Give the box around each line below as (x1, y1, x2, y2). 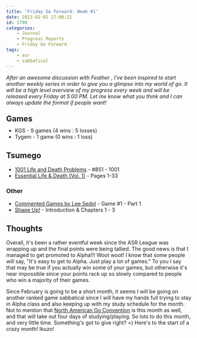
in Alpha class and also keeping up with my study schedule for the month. (6, 300, 185, 307)
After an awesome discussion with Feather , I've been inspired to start (6, 74, 176, 81)
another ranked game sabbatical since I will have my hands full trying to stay (6, 295, 192, 302)
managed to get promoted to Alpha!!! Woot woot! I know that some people (6, 252, 185, 259)
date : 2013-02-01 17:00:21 (6, 14, 72, 20)
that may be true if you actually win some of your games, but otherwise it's (6, 264, 188, 271)
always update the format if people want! (6, 99, 107, 106)
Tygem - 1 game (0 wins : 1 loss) (14, 133, 93, 140)
